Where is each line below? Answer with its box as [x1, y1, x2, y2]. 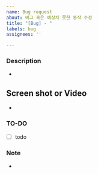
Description [6, 57, 41, 65]
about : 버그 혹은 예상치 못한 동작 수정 [6, 15, 93, 21]
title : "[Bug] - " [6, 20, 52, 26]
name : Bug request [6, 8, 52, 15]
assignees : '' [6, 32, 42, 38]
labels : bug [6, 25, 36, 32]
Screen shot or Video [6, 88, 87, 98]
